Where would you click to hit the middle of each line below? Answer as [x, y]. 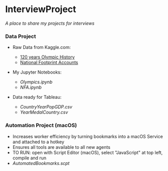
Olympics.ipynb [36, 82]
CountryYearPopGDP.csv [46, 107]
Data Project [21, 36]
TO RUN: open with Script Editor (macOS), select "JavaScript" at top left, [88, 152]
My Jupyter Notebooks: [37, 72]
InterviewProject [41, 9]
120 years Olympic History [47, 57]
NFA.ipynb [31, 87]
